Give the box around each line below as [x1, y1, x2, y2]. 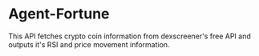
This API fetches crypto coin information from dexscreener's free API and [8, 31, 251, 41]
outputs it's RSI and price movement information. [8, 39, 170, 49]
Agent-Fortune [8, 5, 110, 23]
